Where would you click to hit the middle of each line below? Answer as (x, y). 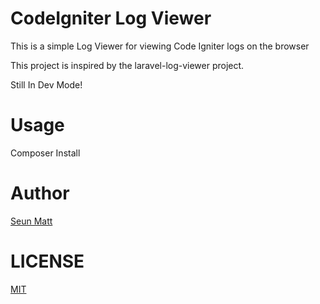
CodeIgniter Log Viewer (111, 18)
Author (40, 193)
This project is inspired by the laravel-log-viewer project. (127, 65)
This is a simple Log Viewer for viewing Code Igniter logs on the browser (160, 46)
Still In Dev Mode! (46, 84)
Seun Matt (31, 221)
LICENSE (47, 261)
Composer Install (45, 153)
